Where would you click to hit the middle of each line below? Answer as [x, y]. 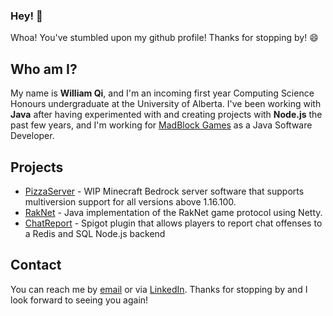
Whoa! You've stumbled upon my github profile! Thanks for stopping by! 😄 [164, 38]
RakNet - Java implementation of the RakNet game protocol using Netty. [173, 212]
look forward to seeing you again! [79, 300]
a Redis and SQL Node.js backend [95, 233]
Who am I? [44, 69]
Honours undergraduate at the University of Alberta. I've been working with [166, 104]
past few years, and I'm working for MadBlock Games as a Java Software [161, 125]
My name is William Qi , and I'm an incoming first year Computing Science [162, 93]
